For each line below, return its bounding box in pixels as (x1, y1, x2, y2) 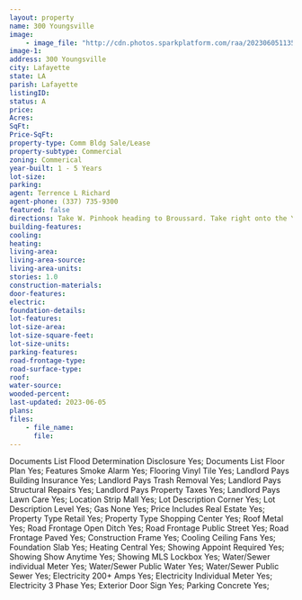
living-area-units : (9, 264, 83, 273)
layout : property (9, 13, 75, 22)
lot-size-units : (9, 339, 70, 348)
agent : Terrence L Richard (9, 189, 111, 198)
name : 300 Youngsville (9, 22, 94, 31)
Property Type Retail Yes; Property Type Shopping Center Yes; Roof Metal (9, 514, 284, 524)
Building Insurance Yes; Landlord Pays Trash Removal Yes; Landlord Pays (9, 475, 281, 486)
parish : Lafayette (9, 80, 78, 89)
